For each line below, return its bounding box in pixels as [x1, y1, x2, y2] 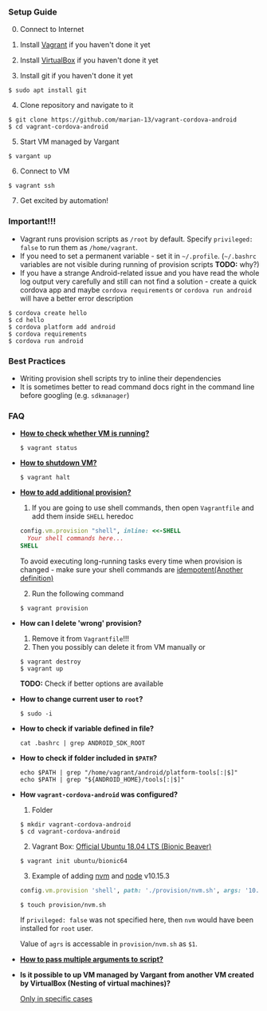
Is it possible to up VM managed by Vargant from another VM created [19, 969, 254, 979]
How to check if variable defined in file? [19, 723, 154, 733]
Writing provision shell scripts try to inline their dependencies [19, 373, 222, 383]
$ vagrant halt [19, 474, 71, 482]
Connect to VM [19, 166, 70, 176]
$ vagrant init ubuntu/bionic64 [19, 857, 128, 865]
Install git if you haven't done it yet [19, 71, 133, 81]
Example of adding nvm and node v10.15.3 [31, 870, 170, 881]
